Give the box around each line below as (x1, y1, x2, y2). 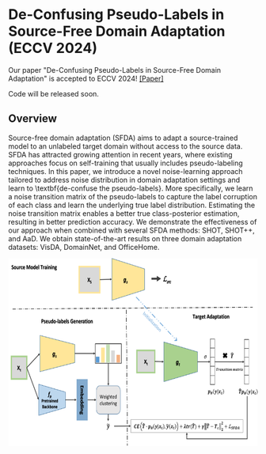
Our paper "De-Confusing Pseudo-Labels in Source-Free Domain (8, 65, 222, 74)
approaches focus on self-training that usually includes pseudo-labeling (8, 158, 243, 168)
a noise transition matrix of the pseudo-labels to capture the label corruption (8, 191, 258, 201)
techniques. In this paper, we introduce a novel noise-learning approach (8, 166, 243, 176)
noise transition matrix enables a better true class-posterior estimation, (8, 208, 240, 218)
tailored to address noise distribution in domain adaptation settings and (8, 175, 241, 184)
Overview (8, 112, 58, 126)
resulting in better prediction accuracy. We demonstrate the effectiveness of (8, 217, 257, 226)
